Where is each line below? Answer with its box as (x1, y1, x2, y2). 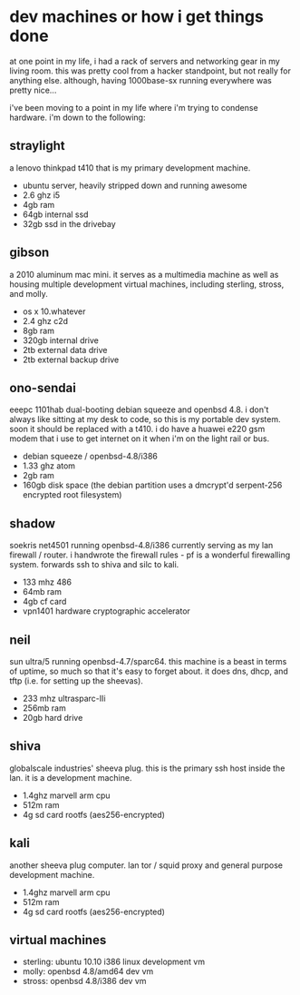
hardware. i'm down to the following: (9, 112, 146, 123)
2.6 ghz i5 (22, 189, 61, 201)
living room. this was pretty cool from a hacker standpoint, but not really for (9, 65, 292, 76)
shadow (9, 516, 56, 531)
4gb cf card (22, 596, 67, 607)
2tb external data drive (22, 344, 108, 355)
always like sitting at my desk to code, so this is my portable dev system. (9, 414, 281, 425)
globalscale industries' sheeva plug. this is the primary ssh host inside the (9, 763, 285, 773)
